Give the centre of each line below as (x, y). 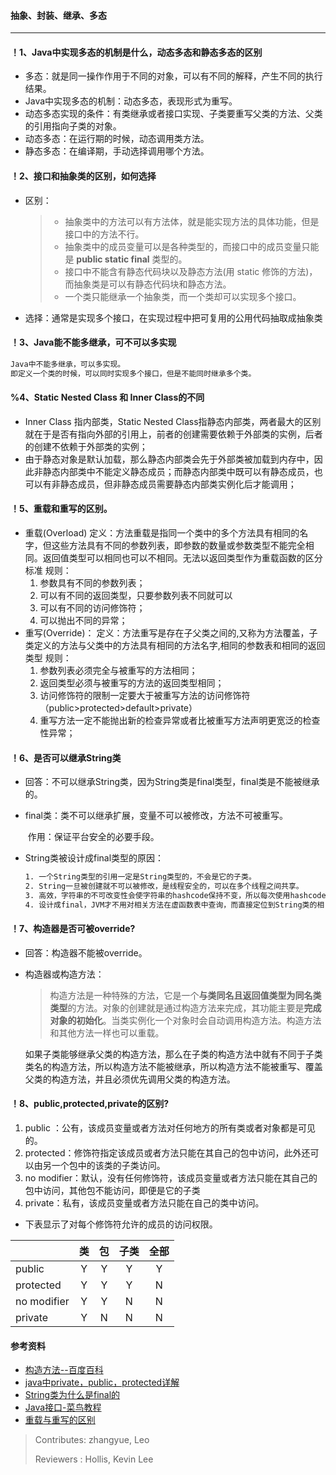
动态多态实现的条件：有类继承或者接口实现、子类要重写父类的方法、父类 (173, 114)
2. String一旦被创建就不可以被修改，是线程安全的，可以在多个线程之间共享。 (164, 886)
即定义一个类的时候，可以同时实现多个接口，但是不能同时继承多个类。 (133, 373)
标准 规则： (48, 570)
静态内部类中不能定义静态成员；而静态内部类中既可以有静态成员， (178, 471)
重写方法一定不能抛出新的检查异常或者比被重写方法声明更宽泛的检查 (180, 720)
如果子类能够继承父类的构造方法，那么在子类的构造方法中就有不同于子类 (173, 1054)
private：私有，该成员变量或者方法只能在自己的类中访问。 (144, 1203)
